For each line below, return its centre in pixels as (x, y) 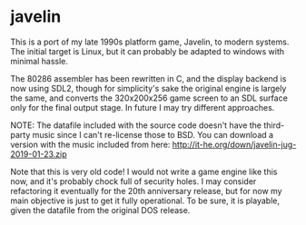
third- (274, 125)
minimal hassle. (39, 61)
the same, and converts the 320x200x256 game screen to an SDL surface (149, 98)
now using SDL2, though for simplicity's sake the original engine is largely (148, 88)
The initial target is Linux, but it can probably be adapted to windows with (148, 51)
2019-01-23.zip (39, 154)
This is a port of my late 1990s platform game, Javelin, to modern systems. (150, 42)
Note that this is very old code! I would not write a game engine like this (144, 171)
